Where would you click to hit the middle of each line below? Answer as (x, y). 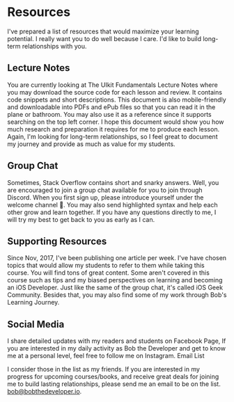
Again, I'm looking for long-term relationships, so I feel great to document (112, 136)
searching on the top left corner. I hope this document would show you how (116, 122)
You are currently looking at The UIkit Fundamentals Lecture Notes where (112, 85)
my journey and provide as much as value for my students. (91, 144)
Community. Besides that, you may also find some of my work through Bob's (117, 295)
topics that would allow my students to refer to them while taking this (106, 266)
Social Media (36, 324)
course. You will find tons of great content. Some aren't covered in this (109, 273)
